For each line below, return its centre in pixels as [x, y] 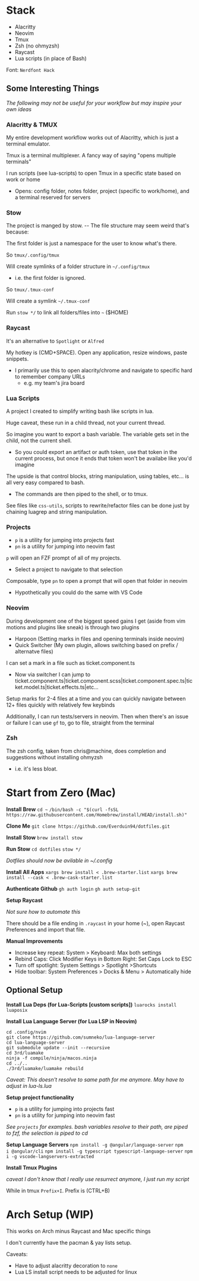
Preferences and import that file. [46, 929]
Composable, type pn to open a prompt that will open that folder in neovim [97, 581]
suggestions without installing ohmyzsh [54, 757]
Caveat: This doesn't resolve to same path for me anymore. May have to [95, 1080]
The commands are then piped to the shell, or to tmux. [81, 494]
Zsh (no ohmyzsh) [37, 46]
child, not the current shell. [39, 440]
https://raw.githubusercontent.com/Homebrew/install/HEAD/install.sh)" [97, 815]
